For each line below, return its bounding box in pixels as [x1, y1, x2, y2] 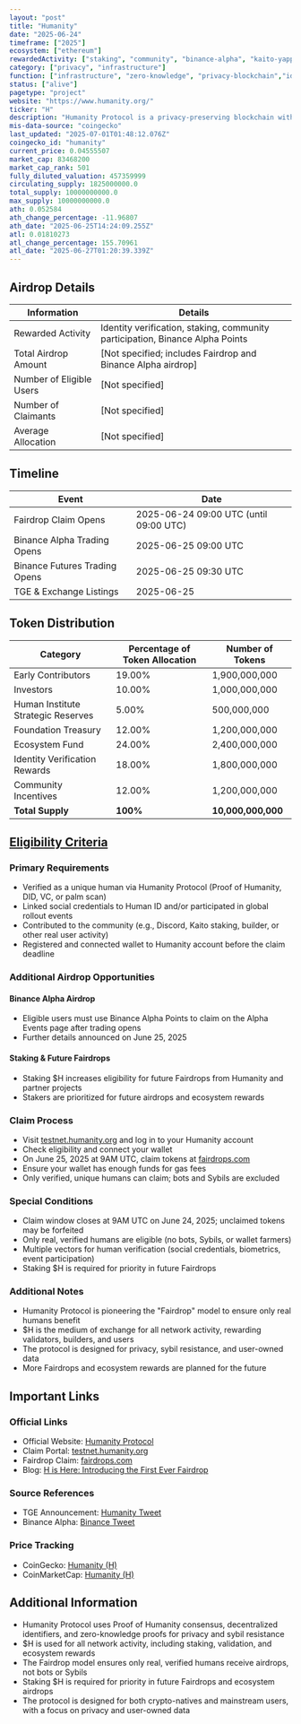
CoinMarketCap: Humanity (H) [21, 1569, 134, 1580]
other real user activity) [21, 930, 109, 940]
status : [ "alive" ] [9, 80, 78, 89]
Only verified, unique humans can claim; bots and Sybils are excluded [21, 1172, 280, 1183]
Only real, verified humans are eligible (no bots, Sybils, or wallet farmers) [21, 1235, 292, 1245]
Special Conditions [9, 1194, 94, 1207]
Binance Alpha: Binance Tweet [21, 1517, 135, 1528]
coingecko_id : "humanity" [9, 138, 106, 147]
